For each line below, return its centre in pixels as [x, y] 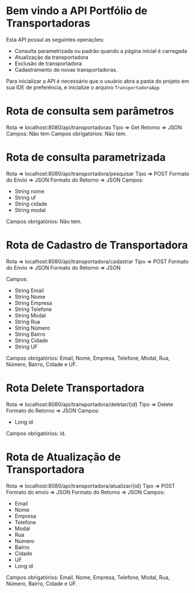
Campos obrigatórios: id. [36, 433]
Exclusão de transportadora [48, 63]
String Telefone [33, 309]
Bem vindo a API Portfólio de [77, 11]
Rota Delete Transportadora [75, 388]
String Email [29, 290]
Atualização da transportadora [51, 57]
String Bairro [30, 334]
